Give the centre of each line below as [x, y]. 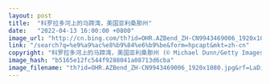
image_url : [27, 38]
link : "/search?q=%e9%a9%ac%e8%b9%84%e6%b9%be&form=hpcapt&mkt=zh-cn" [129, 46]
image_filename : [35, 68]
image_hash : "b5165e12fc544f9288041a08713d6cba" [91, 61]
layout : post [30, 16]
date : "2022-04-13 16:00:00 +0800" [72, 30]
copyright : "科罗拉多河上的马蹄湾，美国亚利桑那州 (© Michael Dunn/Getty [123, 53]
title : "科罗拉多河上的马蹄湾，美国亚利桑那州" [80, 23]
